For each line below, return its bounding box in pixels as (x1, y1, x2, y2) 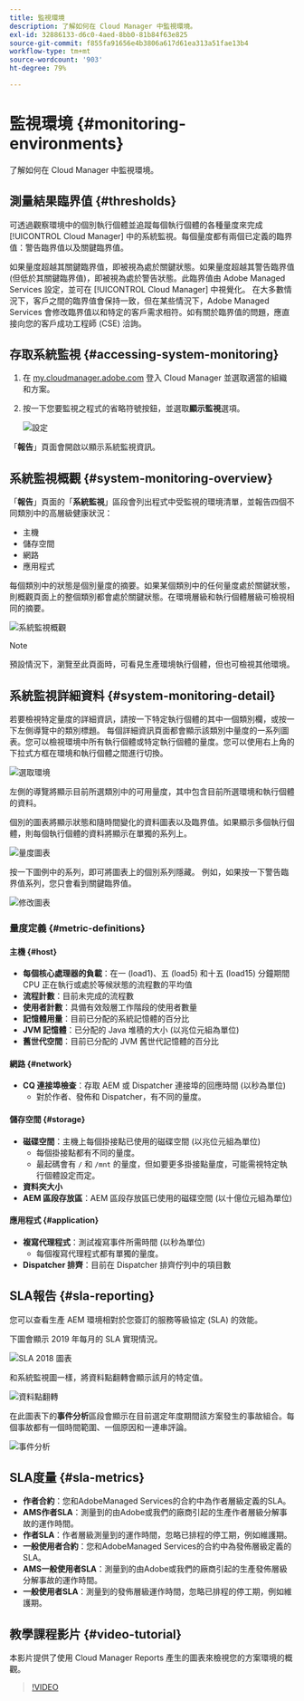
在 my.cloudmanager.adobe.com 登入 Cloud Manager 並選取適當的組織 (22, 372, 288, 383)
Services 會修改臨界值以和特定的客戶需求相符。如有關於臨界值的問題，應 (9, 306, 282, 317)
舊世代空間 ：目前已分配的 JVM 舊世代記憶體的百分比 (22, 1036, 219, 1047)
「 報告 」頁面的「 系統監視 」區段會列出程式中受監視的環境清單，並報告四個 (9, 496, 287, 507)
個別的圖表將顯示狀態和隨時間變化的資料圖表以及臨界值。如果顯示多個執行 (9, 817, 287, 828)
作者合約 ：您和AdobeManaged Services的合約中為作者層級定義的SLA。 (22, 1495, 291, 1506)
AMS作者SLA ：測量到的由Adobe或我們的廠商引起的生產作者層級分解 (22, 1507, 280, 1518)
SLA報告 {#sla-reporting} (9, 1288, 156, 1304)
